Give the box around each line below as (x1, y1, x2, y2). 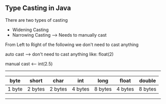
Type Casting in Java (5, 4, 71, 12)
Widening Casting (12, 27, 49, 33)
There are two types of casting (5, 17, 68, 23)
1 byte (7, 85, 23, 92)
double (139, 77, 156, 84)
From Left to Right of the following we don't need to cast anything (5, 42, 139, 48)
